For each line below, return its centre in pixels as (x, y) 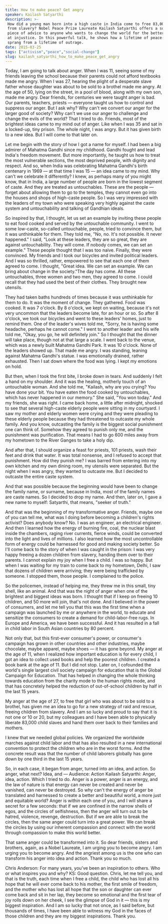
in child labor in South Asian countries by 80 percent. (60, 628)
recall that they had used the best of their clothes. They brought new (76, 282)
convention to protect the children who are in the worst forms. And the (78, 748)
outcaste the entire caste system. (39, 477)
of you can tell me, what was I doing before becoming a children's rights (79, 517)
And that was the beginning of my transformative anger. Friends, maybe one (84, 512)
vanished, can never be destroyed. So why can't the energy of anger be (79, 790)
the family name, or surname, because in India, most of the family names (80, 492)
